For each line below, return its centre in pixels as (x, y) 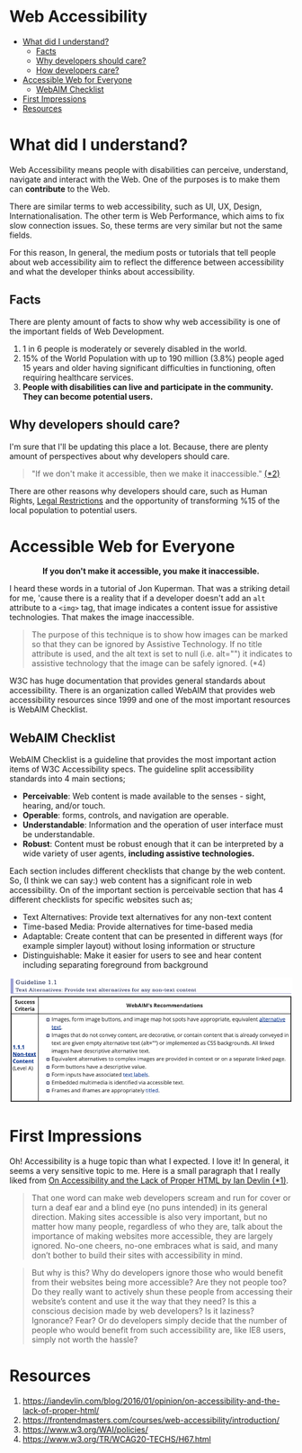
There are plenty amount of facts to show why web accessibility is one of (145, 321)
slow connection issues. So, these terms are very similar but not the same (146, 225)
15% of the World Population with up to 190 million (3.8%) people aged (153, 358)
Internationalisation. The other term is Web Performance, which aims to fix (147, 216)
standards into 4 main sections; (67, 779)
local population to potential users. (73, 510)
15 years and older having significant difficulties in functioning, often (149, 367)
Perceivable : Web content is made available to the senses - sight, (144, 796)
